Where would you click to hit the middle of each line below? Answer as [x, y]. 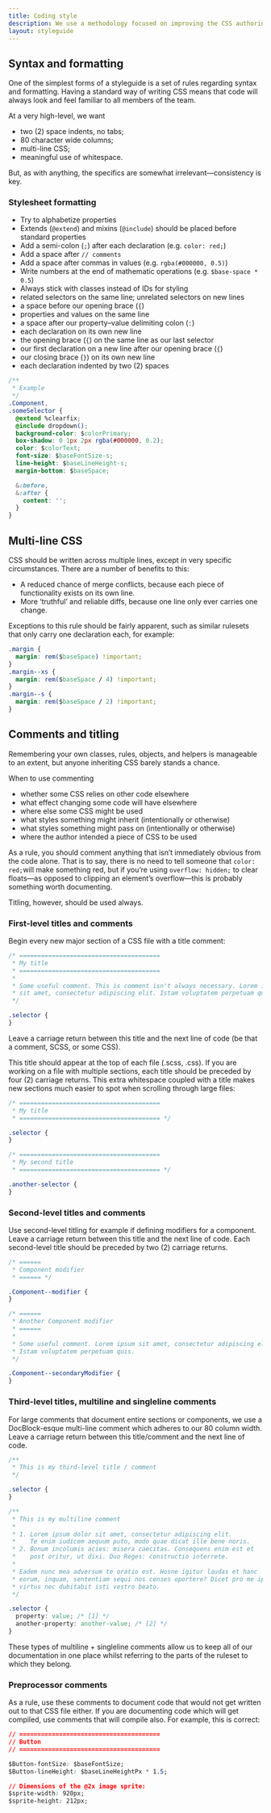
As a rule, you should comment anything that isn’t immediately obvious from [135, 852]
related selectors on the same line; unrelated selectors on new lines [132, 297]
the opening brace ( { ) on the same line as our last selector [117, 340]
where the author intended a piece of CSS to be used [108, 836]
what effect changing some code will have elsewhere [108, 802]
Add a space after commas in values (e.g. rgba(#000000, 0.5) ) [124, 263]
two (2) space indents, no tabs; [72, 132]
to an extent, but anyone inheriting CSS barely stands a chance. [114, 762]
